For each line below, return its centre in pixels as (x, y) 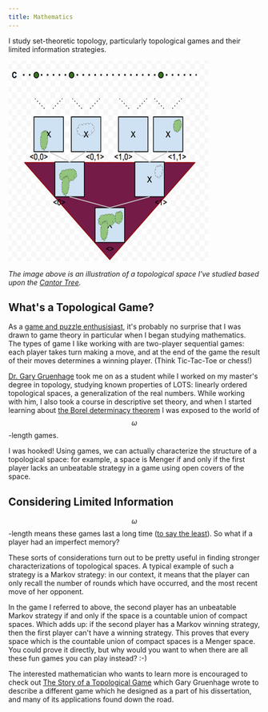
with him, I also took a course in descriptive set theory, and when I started (130, 402)
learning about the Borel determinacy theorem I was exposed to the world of (134, 411)
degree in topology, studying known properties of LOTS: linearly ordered (128, 385)
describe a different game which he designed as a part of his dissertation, (130, 691)
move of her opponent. (46, 592)
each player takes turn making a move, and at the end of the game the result (134, 352)
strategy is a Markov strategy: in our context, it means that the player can (129, 575)
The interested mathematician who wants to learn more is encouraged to (128, 674)
